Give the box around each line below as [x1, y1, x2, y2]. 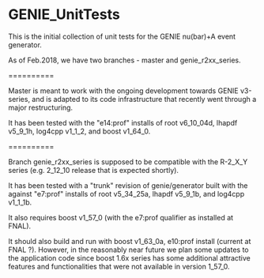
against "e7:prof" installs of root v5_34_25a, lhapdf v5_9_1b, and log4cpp [8, 189, 245, 198]
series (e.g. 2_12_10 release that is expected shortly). [8, 165, 179, 175]
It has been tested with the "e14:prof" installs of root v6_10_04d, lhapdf [8, 118, 238, 127]
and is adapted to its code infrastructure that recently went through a [31, 94, 257, 103]
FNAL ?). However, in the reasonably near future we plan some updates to [8, 245, 249, 254]
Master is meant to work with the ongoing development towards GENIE [8, 85, 239, 96]
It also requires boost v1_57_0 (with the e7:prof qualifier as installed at [8, 212, 234, 222]
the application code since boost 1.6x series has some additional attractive [8, 253, 251, 262]
